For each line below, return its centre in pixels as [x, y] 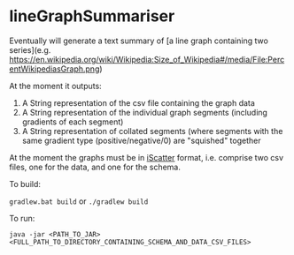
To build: [25, 184]
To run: [22, 218]
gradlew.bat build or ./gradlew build [79, 201]
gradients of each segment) [73, 122]
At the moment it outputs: [55, 86]
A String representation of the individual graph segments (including [145, 112]
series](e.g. [30, 49]
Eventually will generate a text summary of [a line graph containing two [139, 41]
